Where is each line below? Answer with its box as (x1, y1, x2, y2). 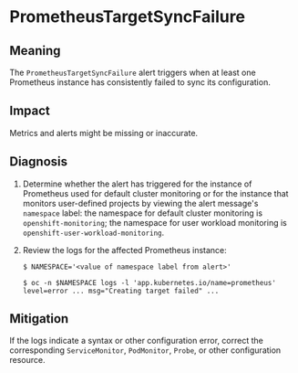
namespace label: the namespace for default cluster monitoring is (22, 208, 262, 218)
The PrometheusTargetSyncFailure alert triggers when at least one (9, 67, 257, 78)
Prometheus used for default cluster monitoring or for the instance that (22, 187, 289, 198)
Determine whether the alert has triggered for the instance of (22, 178, 252, 189)
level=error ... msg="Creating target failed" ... (22, 286, 220, 295)
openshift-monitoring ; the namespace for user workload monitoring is (22, 217, 287, 228)
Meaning (9, 43, 61, 59)
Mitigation (9, 311, 69, 326)
